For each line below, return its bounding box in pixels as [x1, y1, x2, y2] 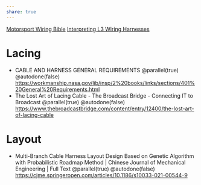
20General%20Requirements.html [14, 86, 100, 93]
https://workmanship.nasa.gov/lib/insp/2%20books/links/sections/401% [14, 79, 195, 86]
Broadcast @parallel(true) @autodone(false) [14, 98, 126, 105]
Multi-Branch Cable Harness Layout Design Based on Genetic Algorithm [14, 152, 194, 160]
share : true [6, 8, 36, 15]
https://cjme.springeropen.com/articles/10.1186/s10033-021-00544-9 [14, 171, 188, 178]
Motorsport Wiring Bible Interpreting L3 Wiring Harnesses [6, 25, 150, 33]
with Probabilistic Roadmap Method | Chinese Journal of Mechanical [14, 158, 186, 166]
